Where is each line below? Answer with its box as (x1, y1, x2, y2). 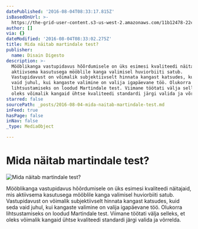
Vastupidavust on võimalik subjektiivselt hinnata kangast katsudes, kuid (6, 197, 180, 204)
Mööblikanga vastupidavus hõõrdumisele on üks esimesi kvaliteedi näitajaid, (6, 185, 192, 192)
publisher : (6, 47, 33, 53)
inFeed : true (6, 107, 38, 113)
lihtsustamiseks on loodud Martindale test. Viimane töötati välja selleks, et (6, 210, 186, 217)
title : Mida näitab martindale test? (6, 42, 99, 48)
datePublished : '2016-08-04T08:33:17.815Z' (6, 8, 115, 15)
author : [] (6, 25, 33, 31)
